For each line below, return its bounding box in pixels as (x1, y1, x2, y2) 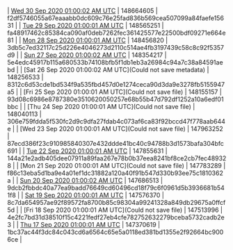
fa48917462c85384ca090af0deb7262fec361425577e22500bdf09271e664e (7, 28, 226, 37)
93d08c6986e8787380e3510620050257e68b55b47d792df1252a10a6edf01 (7, 95, 224, 103)
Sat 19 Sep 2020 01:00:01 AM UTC (24, 191, 124, 199)
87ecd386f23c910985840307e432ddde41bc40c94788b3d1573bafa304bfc (7, 140, 225, 147)
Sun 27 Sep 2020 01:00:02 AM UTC (24, 51, 127, 59)
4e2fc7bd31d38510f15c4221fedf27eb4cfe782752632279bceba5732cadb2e (7, 213, 225, 222)
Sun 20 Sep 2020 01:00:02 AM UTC (19, 176, 123, 184)
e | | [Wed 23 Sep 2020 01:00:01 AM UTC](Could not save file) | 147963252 (7, 125, 224, 133)
